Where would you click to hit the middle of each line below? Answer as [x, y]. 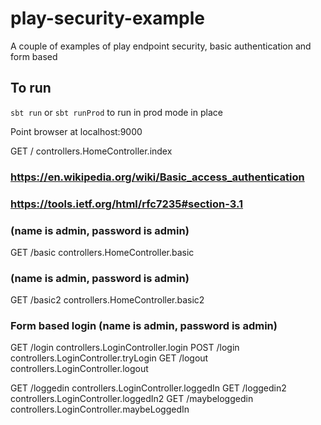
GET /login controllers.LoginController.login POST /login [125, 348]
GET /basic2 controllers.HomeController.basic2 [107, 300]
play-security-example [107, 18]
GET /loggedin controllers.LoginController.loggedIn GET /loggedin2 [148, 388]
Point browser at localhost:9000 [76, 131]
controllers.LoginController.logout [79, 369]
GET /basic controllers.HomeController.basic [102, 252]
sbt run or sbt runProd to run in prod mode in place [116, 112]
